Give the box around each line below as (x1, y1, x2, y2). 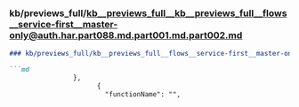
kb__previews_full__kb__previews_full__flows (85, 7, 287, 19)
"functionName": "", (104, 89, 181, 99)
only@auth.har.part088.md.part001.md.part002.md (9, 29, 243, 42)
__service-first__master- (9, 18, 118, 30)
